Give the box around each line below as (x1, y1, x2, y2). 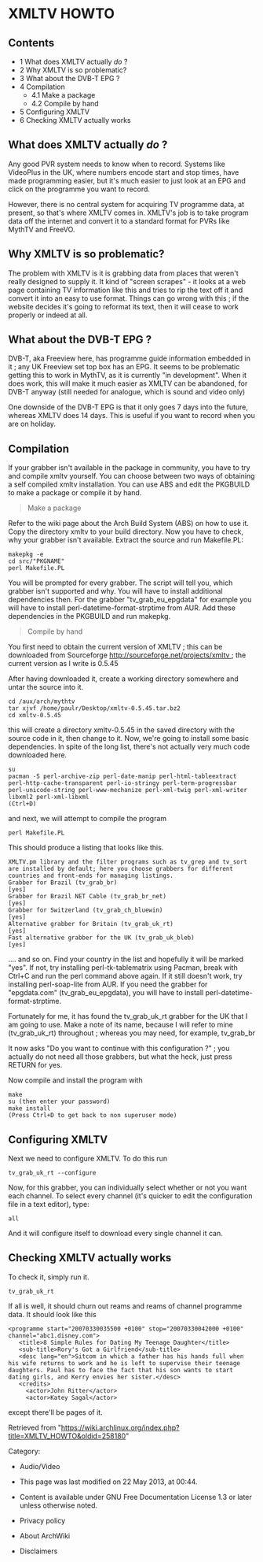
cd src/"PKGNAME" (8, 557, 65, 565)
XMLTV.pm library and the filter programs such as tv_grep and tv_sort (8, 858, 247, 866)
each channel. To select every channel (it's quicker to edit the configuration (8, 1191, 253, 1201)
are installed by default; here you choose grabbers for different (8, 865, 234, 873)
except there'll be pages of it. (8, 1407, 104, 1417)
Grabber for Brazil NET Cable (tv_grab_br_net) (8, 893, 167, 901)
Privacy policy (19, 1516, 66, 1525)
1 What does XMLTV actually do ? (19, 57, 128, 66)
